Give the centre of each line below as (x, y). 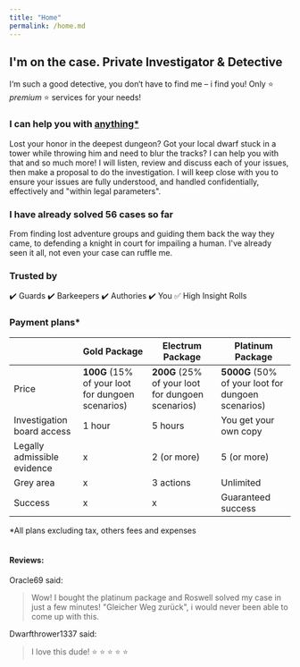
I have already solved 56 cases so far (92, 214)
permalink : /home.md (48, 26)
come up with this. (65, 616)
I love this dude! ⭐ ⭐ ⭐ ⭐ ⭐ (79, 651)
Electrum (182, 345)
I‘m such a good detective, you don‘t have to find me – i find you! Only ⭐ (142, 84)
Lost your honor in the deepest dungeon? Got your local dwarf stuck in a (143, 143)
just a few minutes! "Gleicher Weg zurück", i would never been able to (159, 607)
